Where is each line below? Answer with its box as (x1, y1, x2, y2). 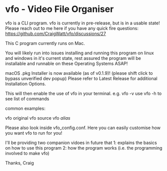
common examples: (5, 105, 46, 111)
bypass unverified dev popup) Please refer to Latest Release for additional (5, 75, 158, 81)
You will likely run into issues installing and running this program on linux (5, 50, 154, 56)
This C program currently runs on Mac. (5, 40, 85, 46)
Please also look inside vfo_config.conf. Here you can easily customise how (5, 125, 161, 131)
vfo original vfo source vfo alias (5, 115, 71, 121)
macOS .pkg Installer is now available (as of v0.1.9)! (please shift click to (5, 70, 153, 76)
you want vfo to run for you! (5, 130, 62, 136)
